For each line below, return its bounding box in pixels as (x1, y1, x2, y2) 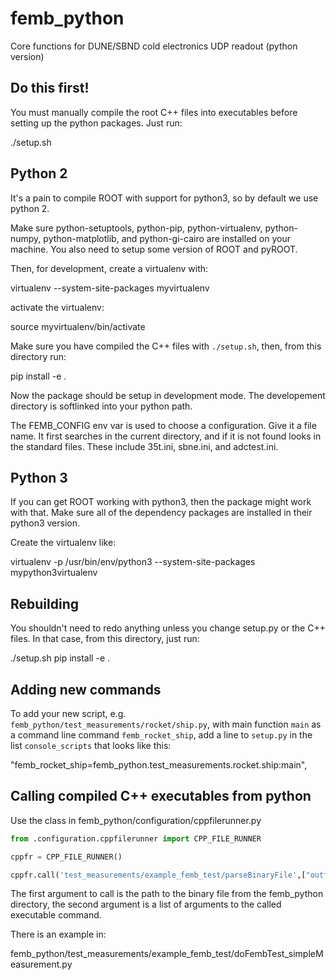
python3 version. (10, 517, 80, 529)
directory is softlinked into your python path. (10, 400, 193, 412)
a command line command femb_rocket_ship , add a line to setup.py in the (10, 729, 313, 741)
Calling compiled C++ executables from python (10, 788, 312, 805)
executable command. (10, 909, 102, 921)
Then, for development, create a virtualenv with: (10, 262, 209, 274)
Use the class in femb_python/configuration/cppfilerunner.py (10, 814, 262, 826)
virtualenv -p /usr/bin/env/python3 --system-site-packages (10, 556, 256, 568)
